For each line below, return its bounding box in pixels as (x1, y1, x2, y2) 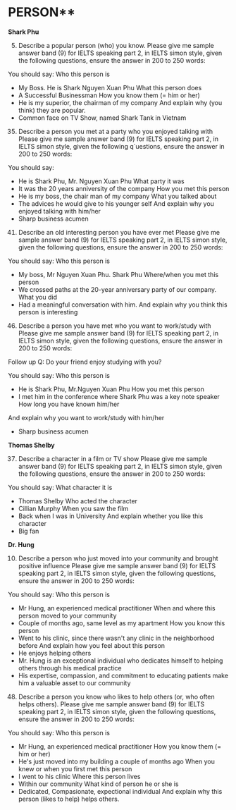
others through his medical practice (18, 663, 122, 672)
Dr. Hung (8, 540, 35, 548)
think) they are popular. (18, 106, 87, 114)
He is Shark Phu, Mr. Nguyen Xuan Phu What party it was (18, 177, 185, 185)
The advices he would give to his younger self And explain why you (18, 199, 214, 208)
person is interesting (18, 307, 78, 316)
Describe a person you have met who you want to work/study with (18, 321, 211, 330)
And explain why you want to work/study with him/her (8, 413, 165, 422)
